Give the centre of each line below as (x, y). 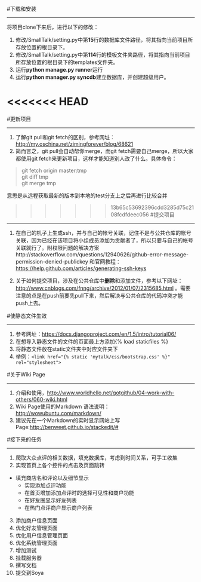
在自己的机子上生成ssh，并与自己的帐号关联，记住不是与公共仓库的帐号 (103, 232)
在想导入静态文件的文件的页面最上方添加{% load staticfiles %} (92, 341)
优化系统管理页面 (36, 543)
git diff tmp (35, 177)
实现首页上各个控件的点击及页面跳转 (60, 465)
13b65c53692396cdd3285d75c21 (152, 207)
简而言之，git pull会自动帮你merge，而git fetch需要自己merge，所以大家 (104, 151)
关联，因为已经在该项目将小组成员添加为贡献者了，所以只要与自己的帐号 (104, 240)
